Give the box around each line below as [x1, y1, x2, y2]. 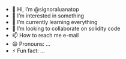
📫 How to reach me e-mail [11, 32, 79, 39]
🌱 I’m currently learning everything [11, 19, 98, 25]
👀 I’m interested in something [11, 12, 85, 19]
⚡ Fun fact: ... [11, 47, 45, 54]
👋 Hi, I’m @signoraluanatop [11, 6, 79, 13]
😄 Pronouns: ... [11, 40, 51, 48]
